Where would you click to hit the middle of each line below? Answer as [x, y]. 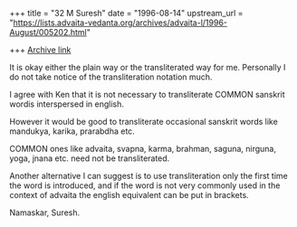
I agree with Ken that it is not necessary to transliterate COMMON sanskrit [147, 95]
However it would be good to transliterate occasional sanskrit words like [144, 122]
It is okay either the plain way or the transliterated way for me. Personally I [148, 67]
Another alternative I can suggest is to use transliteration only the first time [148, 176]
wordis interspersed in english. [67, 104]
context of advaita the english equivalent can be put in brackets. [129, 195]
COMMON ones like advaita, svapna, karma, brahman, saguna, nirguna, [143, 149]
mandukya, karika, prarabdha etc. [72, 131]
